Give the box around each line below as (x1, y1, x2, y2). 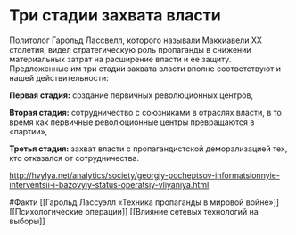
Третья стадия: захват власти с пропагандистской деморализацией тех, (9, 143, 288, 154)
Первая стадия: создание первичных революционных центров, (9, 90, 254, 101)
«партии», (9, 126, 48, 136)
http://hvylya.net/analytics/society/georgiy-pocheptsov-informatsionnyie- (9, 170, 281, 181)
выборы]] (9, 215, 46, 226)
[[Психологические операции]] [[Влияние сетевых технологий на (9, 206, 259, 216)
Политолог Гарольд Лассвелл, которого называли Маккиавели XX (9, 35, 263, 45)
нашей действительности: (9, 72, 109, 83)
